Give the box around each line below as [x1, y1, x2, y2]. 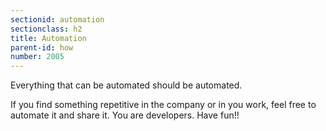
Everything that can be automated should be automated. [10, 79, 243, 91]
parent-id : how [10, 42, 74, 53]
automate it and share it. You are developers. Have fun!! [10, 109, 240, 121]
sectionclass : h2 [10, 24, 83, 34]
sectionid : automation [10, 14, 105, 25]
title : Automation [10, 33, 87, 43]
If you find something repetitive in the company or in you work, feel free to [10, 99, 317, 111]
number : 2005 [10, 52, 65, 62]
